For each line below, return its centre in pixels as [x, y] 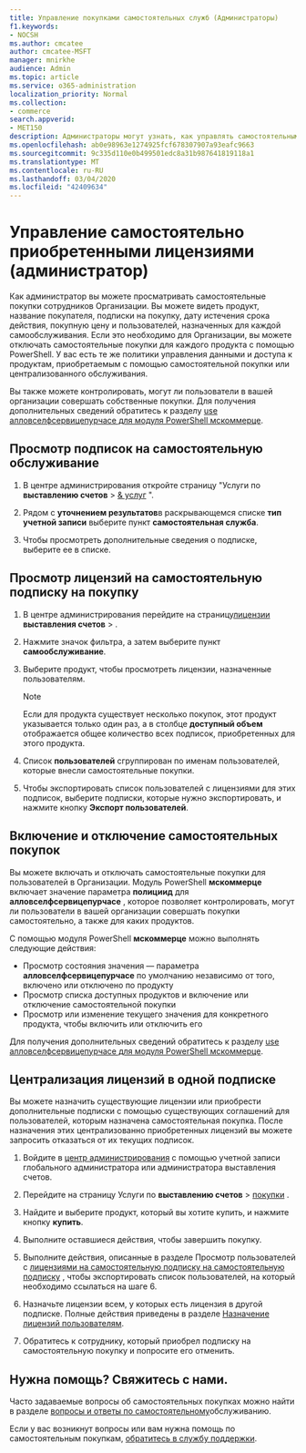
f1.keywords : [34, 26]
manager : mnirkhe [42, 60]
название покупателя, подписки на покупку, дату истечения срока [140, 316]
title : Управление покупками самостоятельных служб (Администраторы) [144, 18]
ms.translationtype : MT [55, 162]
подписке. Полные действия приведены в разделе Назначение [146, 1314]
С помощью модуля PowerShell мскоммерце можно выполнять [134, 938]
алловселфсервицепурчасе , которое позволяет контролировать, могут [152, 901]
